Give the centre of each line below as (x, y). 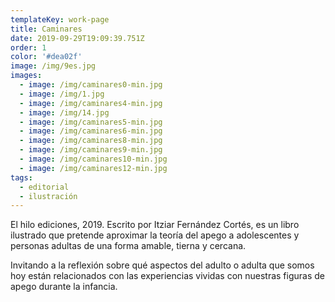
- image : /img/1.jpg (62, 94)
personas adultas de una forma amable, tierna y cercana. (128, 246)
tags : (21, 177)
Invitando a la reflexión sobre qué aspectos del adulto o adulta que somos (162, 265)
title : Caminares (46, 29)
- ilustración (48, 196)
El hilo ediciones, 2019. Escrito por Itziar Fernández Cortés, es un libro (155, 225)
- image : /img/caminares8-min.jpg (91, 141)
